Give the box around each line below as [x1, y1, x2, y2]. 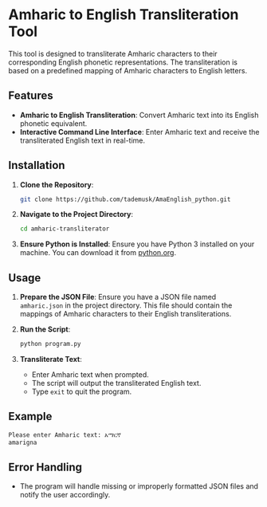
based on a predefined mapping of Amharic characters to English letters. [8, 65, 248, 75]
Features [8, 89, 53, 103]
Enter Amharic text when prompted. [31, 370, 149, 379]
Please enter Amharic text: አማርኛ [8, 430, 121, 439]
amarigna [8, 438, 37, 446]
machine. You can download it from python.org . [19, 248, 177, 257]
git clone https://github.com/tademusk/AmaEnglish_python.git [19, 195, 231, 203]
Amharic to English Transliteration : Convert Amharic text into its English [19, 110, 259, 120]
